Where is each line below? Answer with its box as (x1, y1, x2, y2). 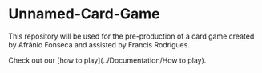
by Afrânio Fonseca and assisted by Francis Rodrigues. (8, 39, 191, 49)
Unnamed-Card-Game (8, 5, 160, 23)
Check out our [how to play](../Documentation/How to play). (8, 55, 207, 65)
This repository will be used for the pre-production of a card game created (8, 31, 255, 41)
